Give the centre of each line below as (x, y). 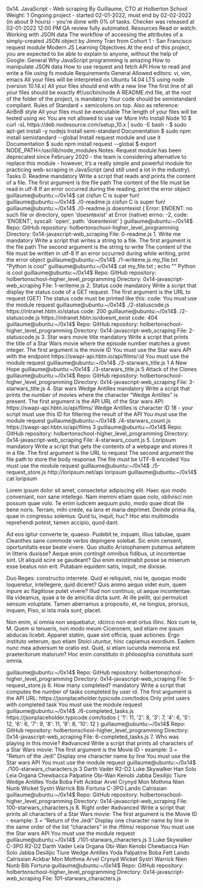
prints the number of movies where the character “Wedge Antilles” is (92, 395)
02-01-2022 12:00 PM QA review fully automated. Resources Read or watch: (101, 28)
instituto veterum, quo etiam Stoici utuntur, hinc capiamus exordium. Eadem (101, 641)
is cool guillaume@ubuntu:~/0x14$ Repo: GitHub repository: (81, 273)
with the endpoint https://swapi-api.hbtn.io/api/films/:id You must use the (98, 356)
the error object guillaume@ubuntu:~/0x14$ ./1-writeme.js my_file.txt (92, 260)
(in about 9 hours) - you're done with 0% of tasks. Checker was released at (101, 22)
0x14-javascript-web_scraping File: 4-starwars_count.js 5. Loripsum (91, 440)
